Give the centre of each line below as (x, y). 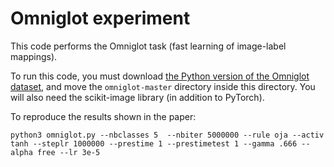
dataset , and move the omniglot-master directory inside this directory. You (163, 86)
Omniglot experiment (100, 18)
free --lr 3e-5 (68, 152)
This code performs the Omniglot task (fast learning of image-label (148, 46)
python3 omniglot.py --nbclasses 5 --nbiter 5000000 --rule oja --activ (167, 135)
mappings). (34, 56)
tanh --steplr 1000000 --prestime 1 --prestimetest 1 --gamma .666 (154, 143)
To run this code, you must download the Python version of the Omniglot (160, 76)
